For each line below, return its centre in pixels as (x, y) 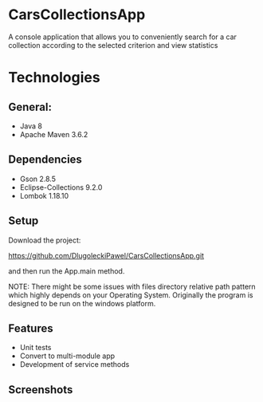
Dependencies (45, 160)
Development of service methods (75, 365)
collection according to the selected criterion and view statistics (113, 45)
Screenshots (41, 390)
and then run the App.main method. (67, 271)
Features (31, 328)
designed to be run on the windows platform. (82, 303)
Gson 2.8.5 (37, 179)
